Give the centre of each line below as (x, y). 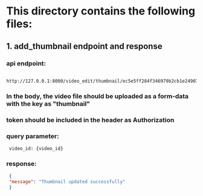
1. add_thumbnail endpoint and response (84, 46)
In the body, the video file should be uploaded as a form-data (98, 96)
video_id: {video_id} (36, 149)
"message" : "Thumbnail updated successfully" (67, 182)
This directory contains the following (101, 11)
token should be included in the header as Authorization (90, 120)
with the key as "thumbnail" (48, 104)
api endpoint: (26, 63)
